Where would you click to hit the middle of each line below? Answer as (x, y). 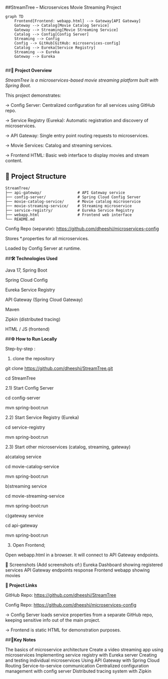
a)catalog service (23, 457)
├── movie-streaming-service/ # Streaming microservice (69, 206)
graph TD (14, 17)
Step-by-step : (20, 349)
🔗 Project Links (21, 585)
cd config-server (23, 398)
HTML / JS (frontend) (27, 329)
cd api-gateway (21, 525)
